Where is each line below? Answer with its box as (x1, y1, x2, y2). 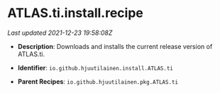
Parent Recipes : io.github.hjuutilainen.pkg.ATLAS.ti (17, 77, 179, 86)
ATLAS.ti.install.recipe (7, 5, 143, 21)
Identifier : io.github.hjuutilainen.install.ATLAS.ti (17, 63, 174, 72)
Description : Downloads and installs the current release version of (17, 42, 213, 50)
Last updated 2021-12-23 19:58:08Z (7, 28, 113, 37)
